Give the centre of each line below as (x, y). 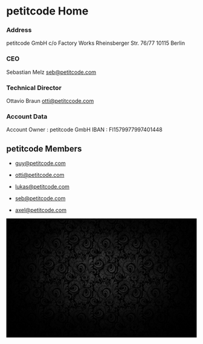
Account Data (27, 116)
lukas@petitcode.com (42, 187)
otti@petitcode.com (40, 175)
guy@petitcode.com (40, 163)
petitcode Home (47, 11)
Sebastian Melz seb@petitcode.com (51, 72)
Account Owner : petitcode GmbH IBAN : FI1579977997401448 (85, 130)
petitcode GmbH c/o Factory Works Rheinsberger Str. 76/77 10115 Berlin (96, 43)
